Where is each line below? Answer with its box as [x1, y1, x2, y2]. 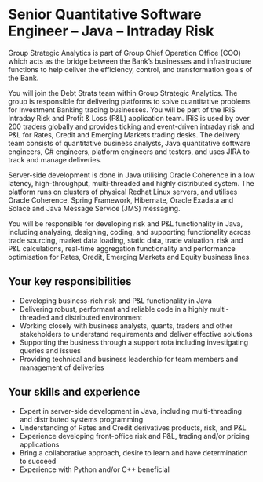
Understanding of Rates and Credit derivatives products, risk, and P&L [19, 422, 247, 433]
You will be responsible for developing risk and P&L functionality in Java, [8, 218, 243, 228]
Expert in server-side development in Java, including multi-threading [19, 406, 242, 415]
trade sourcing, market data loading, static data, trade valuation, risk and [8, 236, 243, 245]
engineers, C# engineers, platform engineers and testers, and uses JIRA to [8, 147, 250, 156]
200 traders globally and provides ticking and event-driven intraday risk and [8, 122, 254, 131]
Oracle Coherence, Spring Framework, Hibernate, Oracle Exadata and [8, 195, 234, 205]
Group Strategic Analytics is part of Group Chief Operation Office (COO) [8, 48, 242, 57]
